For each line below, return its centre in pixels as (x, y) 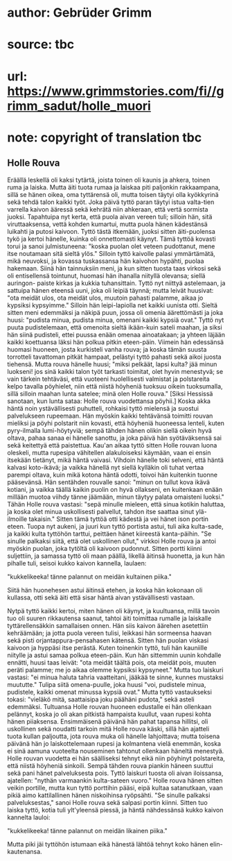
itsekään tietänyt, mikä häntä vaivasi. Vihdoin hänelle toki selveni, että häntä (115, 460)
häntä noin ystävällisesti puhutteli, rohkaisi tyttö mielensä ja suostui (103, 408)
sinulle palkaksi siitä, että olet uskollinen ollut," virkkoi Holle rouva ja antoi (112, 541)
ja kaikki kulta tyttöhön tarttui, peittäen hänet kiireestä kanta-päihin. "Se (109, 534)
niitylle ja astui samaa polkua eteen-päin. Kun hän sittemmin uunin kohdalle (114, 655)
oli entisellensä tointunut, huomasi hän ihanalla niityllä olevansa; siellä (106, 275)
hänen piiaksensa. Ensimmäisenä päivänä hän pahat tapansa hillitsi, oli (108, 721)
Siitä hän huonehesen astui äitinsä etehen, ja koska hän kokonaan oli (105, 590)
